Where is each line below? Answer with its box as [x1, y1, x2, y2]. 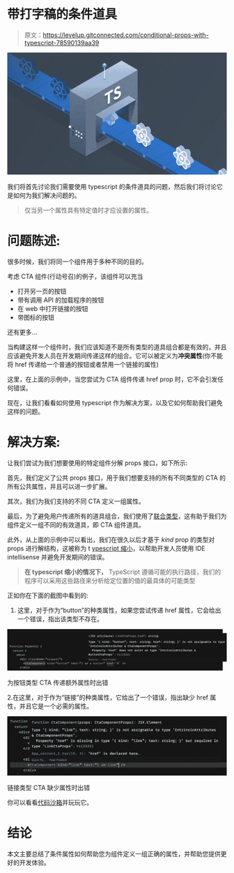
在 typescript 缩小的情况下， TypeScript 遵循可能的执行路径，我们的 [24, 568, 221, 576]
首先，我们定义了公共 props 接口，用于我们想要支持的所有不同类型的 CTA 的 [7, 473, 226, 482]
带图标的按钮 [17, 313, 54, 321]
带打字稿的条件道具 [7, 6, 118, 22]
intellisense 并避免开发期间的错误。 [7, 552, 109, 561]
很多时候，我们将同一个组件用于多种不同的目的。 [7, 257, 148, 266]
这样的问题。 [7, 407, 44, 416]
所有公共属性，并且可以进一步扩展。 [7, 482, 111, 490]
